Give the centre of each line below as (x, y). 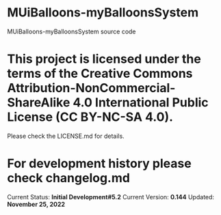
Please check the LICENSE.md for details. (66, 136)
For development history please (99, 163)
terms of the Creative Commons (100, 74)
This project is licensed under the (104, 59)
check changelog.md (68, 178)
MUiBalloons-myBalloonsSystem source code (71, 31)
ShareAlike (39, 103)
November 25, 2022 (36, 204)
